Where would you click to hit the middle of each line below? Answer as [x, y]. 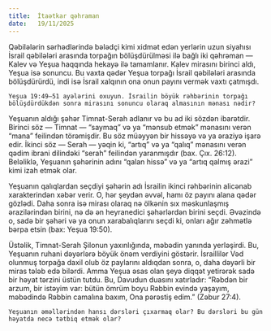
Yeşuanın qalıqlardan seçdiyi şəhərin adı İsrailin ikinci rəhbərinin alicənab [130, 186]
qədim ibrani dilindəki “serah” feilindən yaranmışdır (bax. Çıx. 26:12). [123, 153]
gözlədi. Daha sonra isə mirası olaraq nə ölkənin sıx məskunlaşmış [119, 203]
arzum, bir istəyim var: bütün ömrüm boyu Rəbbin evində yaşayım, [119, 288]
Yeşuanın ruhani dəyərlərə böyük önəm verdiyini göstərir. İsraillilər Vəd [126, 254]
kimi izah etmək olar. [43, 170]
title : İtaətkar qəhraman [54, 16]
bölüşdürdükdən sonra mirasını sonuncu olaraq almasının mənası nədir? [132, 103]
